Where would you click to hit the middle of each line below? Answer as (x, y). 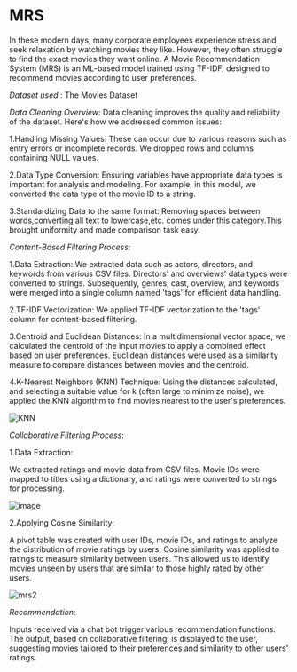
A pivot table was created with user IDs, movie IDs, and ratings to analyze (144, 540)
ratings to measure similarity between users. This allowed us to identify (139, 558)
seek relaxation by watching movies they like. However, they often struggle (146, 49)
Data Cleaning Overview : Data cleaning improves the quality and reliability (145, 112)
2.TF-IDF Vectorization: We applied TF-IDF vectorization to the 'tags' (135, 309)
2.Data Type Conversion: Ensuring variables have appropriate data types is (146, 175)
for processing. (37, 488)
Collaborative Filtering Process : (66, 435)
